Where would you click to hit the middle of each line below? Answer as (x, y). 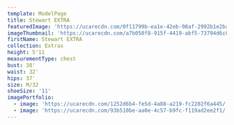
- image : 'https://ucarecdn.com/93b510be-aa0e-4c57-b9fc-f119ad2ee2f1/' (121, 110)
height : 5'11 (26, 53)
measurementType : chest (42, 59)
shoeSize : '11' (29, 91)
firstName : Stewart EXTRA (45, 40)
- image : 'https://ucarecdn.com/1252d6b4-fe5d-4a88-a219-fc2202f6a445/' (121, 104)
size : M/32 (23, 85)
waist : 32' (23, 72)
